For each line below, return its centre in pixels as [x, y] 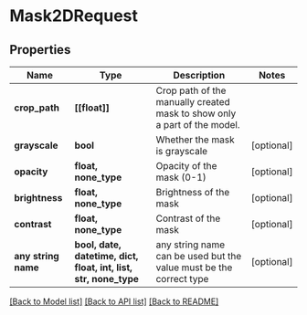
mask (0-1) [181, 177]
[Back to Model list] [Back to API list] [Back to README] [114, 301]
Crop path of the [191, 90]
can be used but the [199, 256]
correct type [182, 279]
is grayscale [182, 151]
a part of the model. [198, 125]
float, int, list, [103, 268]
